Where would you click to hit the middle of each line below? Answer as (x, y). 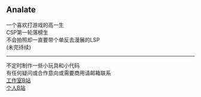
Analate (21, 10)
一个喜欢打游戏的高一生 (35, 25)
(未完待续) (19, 47)
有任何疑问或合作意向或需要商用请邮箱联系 (59, 73)
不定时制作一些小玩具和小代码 (43, 65)
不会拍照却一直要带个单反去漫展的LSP (53, 40)
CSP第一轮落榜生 (28, 32)
